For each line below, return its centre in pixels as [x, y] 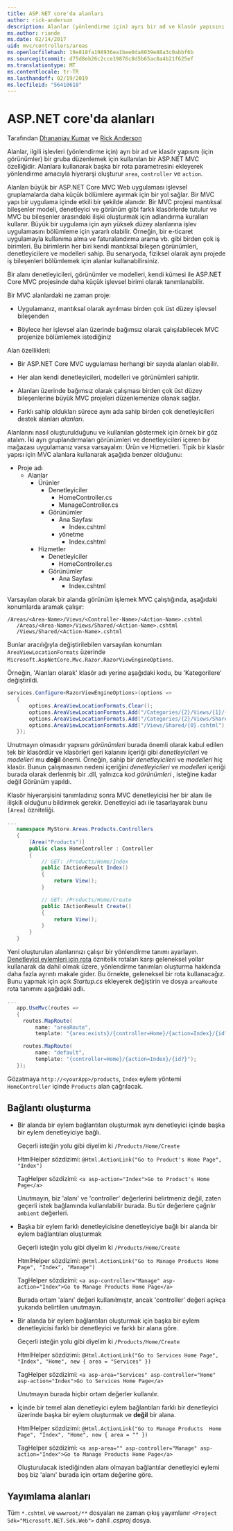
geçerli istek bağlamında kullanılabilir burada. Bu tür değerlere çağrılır [116, 1205]
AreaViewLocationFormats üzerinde [57, 652]
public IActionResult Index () [85, 868]
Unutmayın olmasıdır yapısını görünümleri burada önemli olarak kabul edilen [115, 745]
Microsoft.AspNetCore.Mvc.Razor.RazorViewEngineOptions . [90, 660]
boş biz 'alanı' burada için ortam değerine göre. [85, 1474]
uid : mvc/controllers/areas [48, 46]
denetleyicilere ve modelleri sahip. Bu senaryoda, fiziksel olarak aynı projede [116, 253]
